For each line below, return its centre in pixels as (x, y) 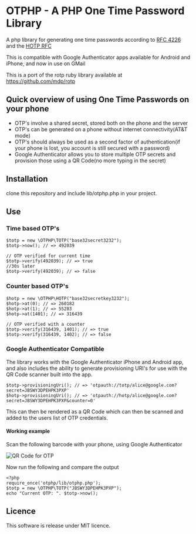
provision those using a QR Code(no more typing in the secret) (90, 161)
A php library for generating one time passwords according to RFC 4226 (94, 39)
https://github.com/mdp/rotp (40, 81)
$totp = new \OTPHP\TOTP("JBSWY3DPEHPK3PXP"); (64, 488)
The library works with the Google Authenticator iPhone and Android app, (95, 362)
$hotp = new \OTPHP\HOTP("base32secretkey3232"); (68, 298)
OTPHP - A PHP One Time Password (95, 11)
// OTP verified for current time (48, 256)
